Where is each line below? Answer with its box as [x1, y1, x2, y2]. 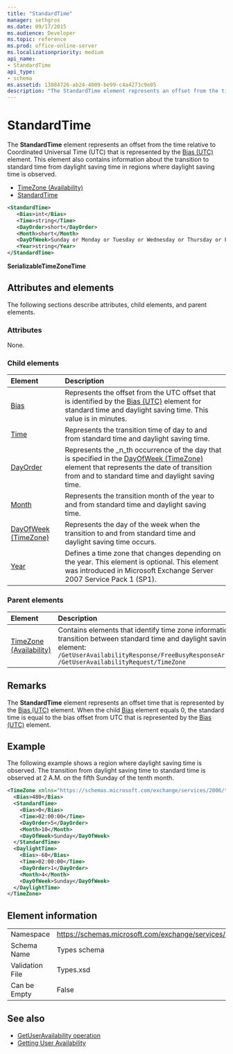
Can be [10, 980, 35, 990]
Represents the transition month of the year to [64, 491, 215, 501]
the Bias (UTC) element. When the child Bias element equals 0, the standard [7, 705, 224, 714]
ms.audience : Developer [7, 29, 76, 37]
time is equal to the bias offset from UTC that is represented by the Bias [7, 713, 212, 721]
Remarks [7, 680, 47, 692]
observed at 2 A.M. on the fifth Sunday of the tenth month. [7, 773, 175, 782]
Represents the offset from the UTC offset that [64, 388, 216, 398]
